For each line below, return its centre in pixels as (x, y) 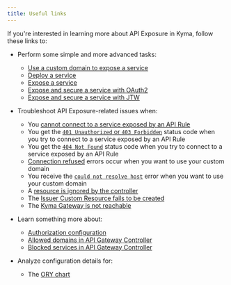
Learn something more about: (60, 219)
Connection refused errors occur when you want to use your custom (126, 161)
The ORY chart (49, 274)
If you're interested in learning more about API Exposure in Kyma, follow (110, 33)
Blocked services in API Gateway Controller (90, 247)
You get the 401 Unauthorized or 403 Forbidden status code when (121, 131)
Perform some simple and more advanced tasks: (87, 54)
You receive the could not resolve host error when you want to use (126, 176)
